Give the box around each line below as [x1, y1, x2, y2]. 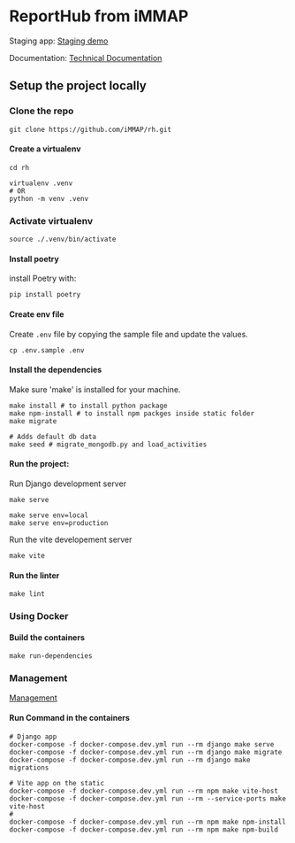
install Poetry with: [9, 273, 77, 284]
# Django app [9, 732, 57, 741]
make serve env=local [9, 511, 89, 520]
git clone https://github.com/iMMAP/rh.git [9, 125, 172, 134]
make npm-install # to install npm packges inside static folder [9, 409, 254, 418]
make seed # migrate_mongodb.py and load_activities [9, 440, 208, 449]
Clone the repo [9, 104, 74, 117]
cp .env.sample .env [9, 345, 86, 355]
